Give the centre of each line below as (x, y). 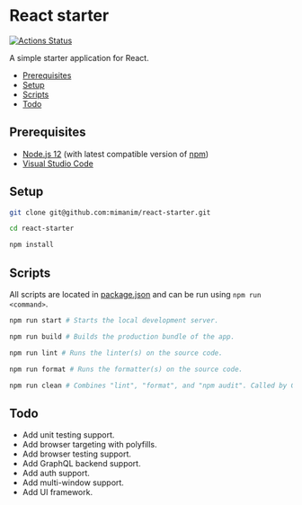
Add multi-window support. (73, 483)
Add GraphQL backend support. (81, 464)
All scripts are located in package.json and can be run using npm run (135, 294)
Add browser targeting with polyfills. (89, 445)
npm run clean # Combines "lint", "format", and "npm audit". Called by (148, 385)
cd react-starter (42, 229)
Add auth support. (56, 474)
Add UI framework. (57, 492)
